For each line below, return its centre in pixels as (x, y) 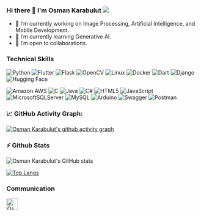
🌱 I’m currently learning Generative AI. (63, 37)
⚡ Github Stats (28, 145)
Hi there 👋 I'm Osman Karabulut (54, 10)
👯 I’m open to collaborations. (51, 43)
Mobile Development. (42, 30)
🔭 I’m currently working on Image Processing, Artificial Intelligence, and (105, 24)
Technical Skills (30, 59)
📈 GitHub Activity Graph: (45, 113)
